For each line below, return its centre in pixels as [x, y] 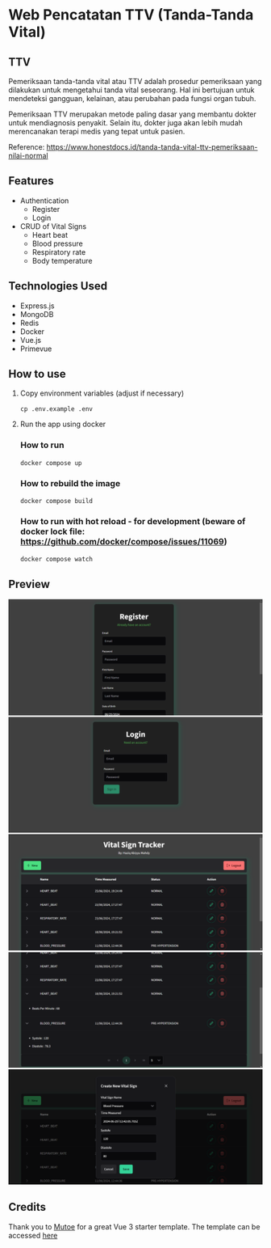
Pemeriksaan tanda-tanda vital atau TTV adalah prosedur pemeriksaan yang [135, 81]
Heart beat [50, 235]
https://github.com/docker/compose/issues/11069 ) [123, 541]
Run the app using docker [63, 424]
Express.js [37, 306]
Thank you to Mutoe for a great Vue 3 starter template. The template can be [134, 1226]
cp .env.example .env [56, 409]
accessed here [33, 1235]
